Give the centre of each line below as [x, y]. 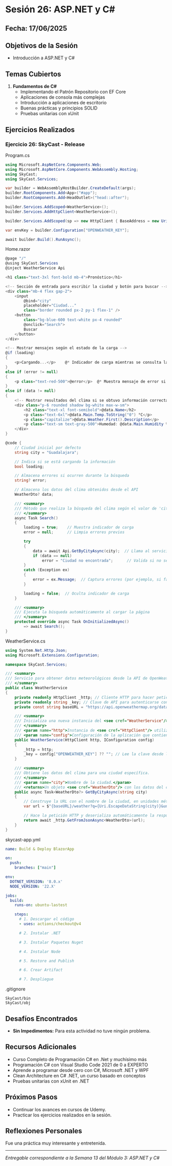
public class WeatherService [36, 688]
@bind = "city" [38, 301]
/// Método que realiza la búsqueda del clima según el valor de [86, 508]
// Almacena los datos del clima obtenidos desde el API [77, 490]
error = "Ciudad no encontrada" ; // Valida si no [101, 560]
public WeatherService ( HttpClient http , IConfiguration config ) [84, 740]
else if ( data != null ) [31, 391]
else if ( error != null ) [32, 372]
